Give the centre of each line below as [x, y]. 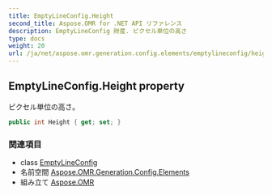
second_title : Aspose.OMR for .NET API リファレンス [96, 23]
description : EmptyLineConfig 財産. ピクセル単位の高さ [98, 31]
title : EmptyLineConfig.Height [61, 16]
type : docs [27, 38]
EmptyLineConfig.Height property [96, 86]
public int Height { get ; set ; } [65, 122]
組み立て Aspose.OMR [57, 182]
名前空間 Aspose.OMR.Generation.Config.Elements [105, 172]
